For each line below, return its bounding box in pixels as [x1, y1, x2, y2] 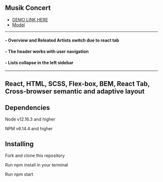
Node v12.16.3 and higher [5, 116, 56, 122]
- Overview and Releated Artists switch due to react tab [5, 37, 119, 43]
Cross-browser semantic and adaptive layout [5, 87, 145, 95]
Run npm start [5, 171, 33, 177]
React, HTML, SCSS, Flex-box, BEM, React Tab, [5, 79, 150, 88]
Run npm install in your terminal [5, 162, 68, 168]
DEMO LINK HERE [12, 16, 49, 22]
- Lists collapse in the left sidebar [5, 60, 74, 65]
